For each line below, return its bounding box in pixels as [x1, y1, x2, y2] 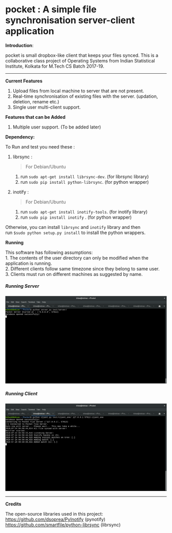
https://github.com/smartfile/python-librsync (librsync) [5, 522, 121, 528]
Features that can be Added [5, 114, 66, 120]
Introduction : [5, 42, 34, 48]
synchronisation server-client [5, 14, 135, 26]
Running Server [5, 283, 39, 289]
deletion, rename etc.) [12, 98, 60, 104]
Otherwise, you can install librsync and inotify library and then [5, 224, 141, 230]
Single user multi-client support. [12, 104, 81, 110]
